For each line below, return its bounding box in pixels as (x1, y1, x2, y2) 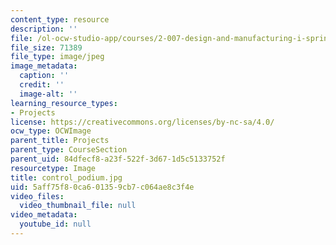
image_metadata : (10, 61, 78, 71)
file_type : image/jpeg (10, 52, 105, 62)
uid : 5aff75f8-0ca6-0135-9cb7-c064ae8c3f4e (10, 182, 195, 192)
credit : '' (19, 80, 65, 90)
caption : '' (19, 71, 70, 81)
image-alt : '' (19, 89, 78, 99)
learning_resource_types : (10, 98, 118, 108)
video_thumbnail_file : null (19, 201, 137, 211)
